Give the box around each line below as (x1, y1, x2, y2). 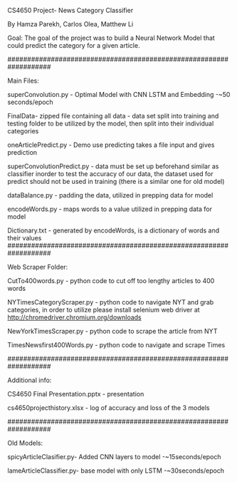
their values (7, 234, 42, 242)
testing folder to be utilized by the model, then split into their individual (7, 119, 214, 128)
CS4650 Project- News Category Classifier (7, 6, 134, 14)
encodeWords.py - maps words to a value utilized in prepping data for (7, 205, 212, 213)
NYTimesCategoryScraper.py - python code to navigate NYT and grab (7, 298, 214, 306)
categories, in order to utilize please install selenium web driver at (7, 306, 201, 314)
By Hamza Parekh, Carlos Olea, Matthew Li (7, 20, 134, 28)
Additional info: (7, 376, 52, 384)
